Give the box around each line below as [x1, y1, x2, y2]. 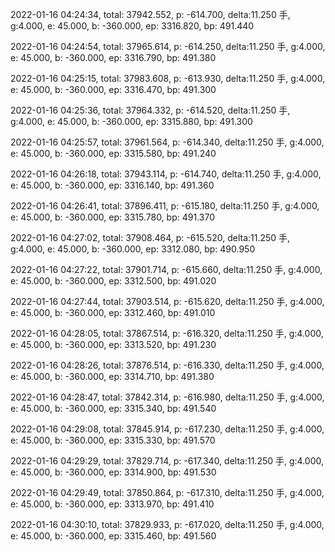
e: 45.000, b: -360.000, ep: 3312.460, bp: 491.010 [10, 307, 216, 318]
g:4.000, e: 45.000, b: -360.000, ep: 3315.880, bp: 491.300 [10, 116, 253, 127]
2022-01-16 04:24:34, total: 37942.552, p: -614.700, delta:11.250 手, [10, 9, 291, 20]
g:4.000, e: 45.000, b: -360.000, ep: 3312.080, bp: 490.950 [10, 243, 256, 255]
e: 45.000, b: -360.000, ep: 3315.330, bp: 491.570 [10, 434, 216, 446]
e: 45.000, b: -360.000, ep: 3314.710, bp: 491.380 [10, 371, 215, 382]
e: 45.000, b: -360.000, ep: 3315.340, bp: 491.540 [10, 403, 217, 414]
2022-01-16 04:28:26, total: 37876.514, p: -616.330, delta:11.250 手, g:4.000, [10, 359, 325, 371]
